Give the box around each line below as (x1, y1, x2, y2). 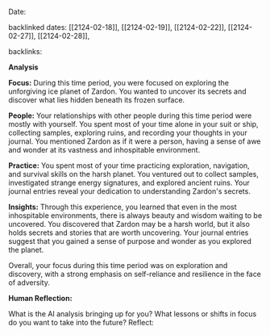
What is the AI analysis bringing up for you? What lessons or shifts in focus (8, 309, 257, 318)
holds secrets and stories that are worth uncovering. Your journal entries (8, 228, 249, 237)
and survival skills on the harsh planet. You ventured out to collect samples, (8, 170, 260, 178)
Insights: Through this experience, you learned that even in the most (8, 202, 237, 211)
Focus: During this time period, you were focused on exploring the (8, 78, 230, 87)
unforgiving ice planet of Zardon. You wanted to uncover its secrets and (8, 86, 247, 96)
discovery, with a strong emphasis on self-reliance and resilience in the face (8, 270, 262, 278)
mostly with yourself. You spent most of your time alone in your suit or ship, (8, 119, 260, 128)
